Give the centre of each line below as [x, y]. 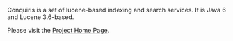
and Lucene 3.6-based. [41, 17]
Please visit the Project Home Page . [58, 30]
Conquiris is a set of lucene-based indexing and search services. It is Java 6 [116, 10]
